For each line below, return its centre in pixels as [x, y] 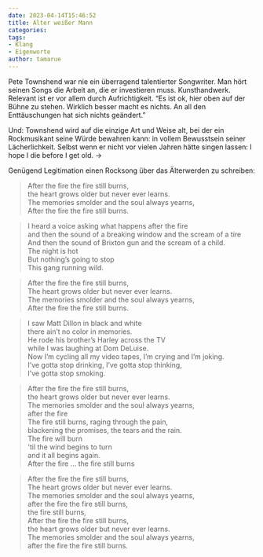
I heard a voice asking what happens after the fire [108, 225]
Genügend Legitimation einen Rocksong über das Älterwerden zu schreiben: [131, 170]
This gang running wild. [66, 267]
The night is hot [53, 251]
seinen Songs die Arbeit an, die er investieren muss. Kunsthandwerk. [119, 90]
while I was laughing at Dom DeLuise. [88, 348]
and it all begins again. [64, 455]
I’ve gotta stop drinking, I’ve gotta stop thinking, [104, 365]
